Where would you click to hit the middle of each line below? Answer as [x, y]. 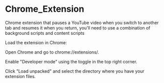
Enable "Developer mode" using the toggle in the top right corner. [71, 61]
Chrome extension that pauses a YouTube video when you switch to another [82, 23]
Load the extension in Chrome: [36, 42]
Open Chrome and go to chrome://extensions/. [52, 52]
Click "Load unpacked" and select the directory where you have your [75, 71]
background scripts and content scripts [45, 33]
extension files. [20, 76]
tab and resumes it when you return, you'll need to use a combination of [78, 28]
